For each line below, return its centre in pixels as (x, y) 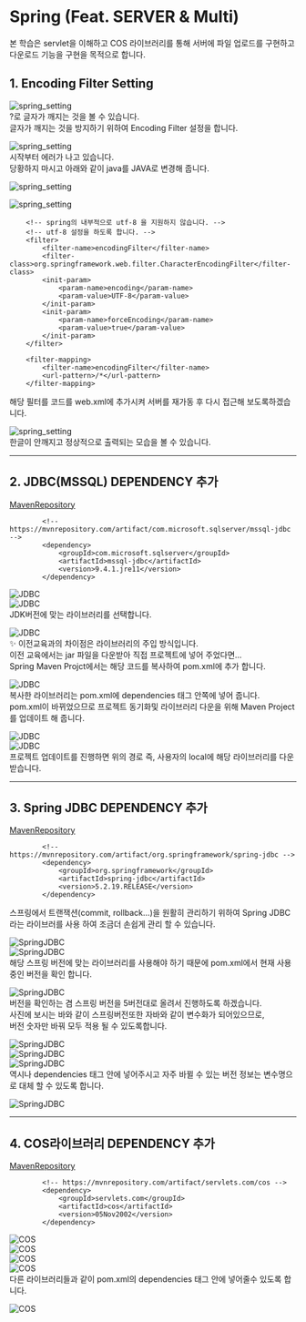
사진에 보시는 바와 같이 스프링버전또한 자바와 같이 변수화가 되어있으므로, (137, 1015)
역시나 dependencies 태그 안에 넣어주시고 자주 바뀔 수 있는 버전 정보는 (136, 1074)
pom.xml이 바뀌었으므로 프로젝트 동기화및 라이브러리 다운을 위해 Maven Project (152, 707)
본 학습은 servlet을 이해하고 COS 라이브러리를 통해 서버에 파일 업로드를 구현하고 (152, 43)
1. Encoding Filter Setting (82, 84)
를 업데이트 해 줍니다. (47, 717)
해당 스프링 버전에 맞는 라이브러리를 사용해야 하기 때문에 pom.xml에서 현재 (142, 963)
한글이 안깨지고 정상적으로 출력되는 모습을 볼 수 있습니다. (110, 442)
